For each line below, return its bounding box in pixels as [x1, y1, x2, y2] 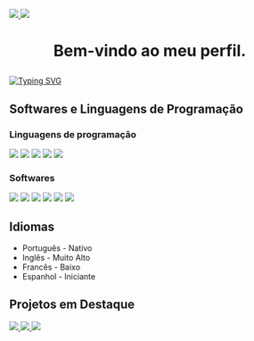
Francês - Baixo [21, 262, 81, 272]
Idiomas [9, 219, 55, 234]
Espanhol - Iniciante [21, 270, 96, 281]
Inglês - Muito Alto [21, 252, 91, 262]
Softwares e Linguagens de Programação [9, 101, 243, 116]
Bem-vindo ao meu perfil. [53, 41, 247, 62]
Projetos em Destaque [9, 297, 135, 312]
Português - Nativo [21, 242, 93, 254]
